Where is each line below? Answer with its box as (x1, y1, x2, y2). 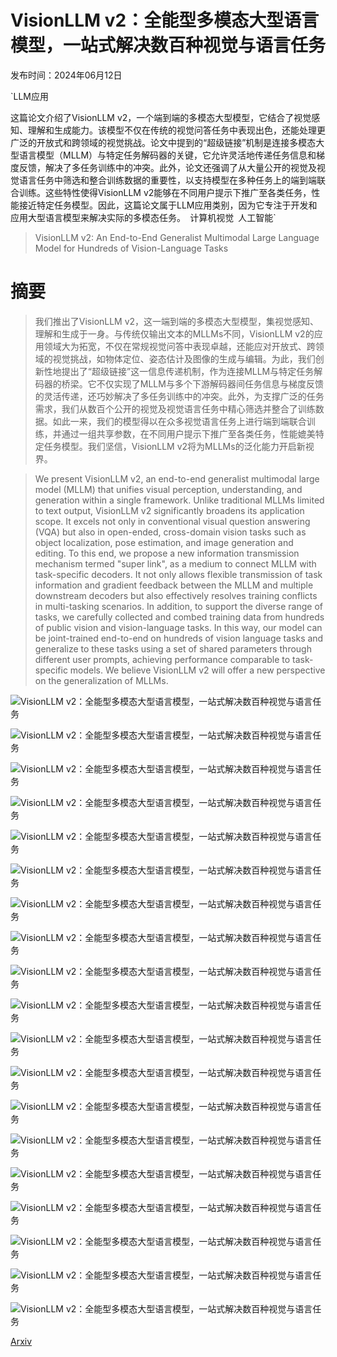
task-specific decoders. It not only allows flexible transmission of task (34, 568, 323, 580)
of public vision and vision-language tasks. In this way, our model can (34, 621, 323, 633)
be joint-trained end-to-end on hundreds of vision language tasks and (34, 632, 324, 644)
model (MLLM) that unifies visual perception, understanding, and (34, 483, 303, 495)
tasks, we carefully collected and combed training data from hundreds (34, 611, 325, 623)
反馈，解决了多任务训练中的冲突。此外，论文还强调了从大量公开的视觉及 (18, 161, 317, 173)
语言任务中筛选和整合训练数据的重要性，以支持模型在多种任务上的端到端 (18, 174, 317, 186)
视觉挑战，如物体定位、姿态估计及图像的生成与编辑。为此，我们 (52, 352, 316, 365)
